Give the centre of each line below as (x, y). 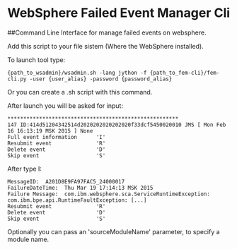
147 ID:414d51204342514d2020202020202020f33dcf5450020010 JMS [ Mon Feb (117, 125)
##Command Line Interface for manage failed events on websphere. (107, 32)
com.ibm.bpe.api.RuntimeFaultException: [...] (77, 200)
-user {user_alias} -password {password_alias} (101, 79)
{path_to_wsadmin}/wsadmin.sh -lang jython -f (77, 73)
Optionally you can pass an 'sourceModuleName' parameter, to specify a (114, 231)
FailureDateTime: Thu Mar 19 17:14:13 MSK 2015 (80, 188)
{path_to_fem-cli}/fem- (185, 73)
